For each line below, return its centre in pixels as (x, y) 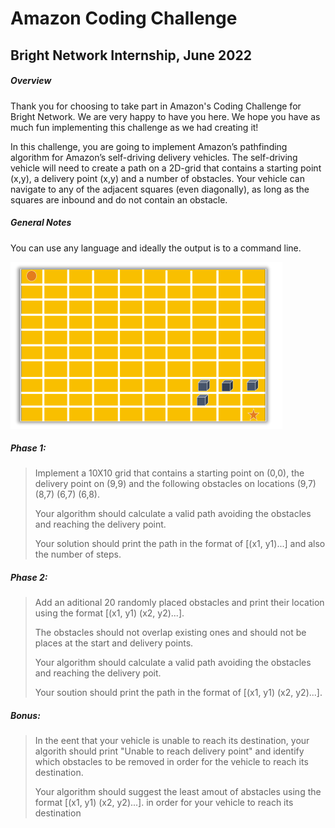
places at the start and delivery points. (114, 643)
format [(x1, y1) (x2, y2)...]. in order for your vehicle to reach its (164, 803)
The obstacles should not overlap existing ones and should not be (170, 633)
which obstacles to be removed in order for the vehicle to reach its (171, 762)
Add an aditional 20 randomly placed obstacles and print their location (179, 603)
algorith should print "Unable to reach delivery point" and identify (169, 751)
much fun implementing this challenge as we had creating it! (134, 127)
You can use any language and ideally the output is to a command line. (156, 248)
